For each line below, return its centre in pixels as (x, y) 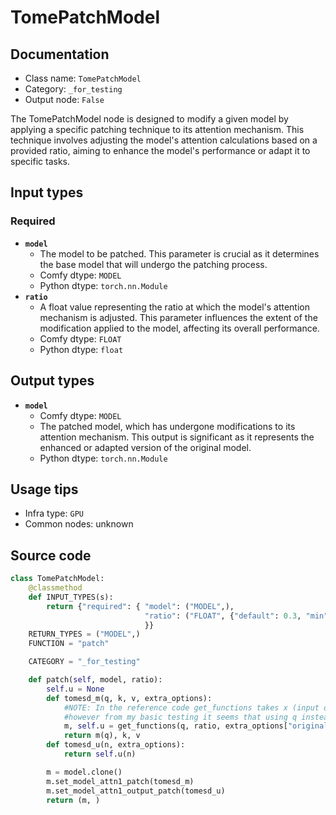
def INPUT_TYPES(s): (71, 597)
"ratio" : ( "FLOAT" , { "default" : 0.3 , (223, 616)
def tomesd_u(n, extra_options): (116, 745)
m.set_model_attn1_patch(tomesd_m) (120, 781)
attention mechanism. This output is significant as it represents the (177, 437)
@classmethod (55, 588)
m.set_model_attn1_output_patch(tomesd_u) (136, 791)
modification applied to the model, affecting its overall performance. (179, 328)
